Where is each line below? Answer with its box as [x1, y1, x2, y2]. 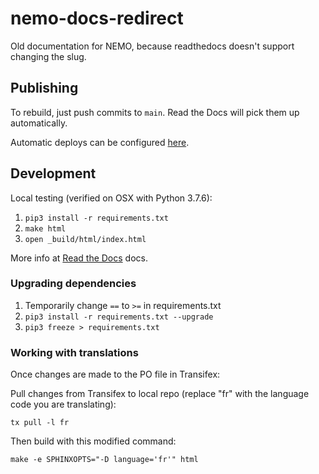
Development [10, 165, 97, 182]
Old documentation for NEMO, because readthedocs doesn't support [10, 40, 295, 52]
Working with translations [10, 345, 139, 359]
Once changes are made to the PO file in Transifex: [10, 368, 221, 381]
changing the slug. [10, 50, 87, 62]
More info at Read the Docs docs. [10, 252, 148, 264]
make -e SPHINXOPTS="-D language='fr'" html [10, 455, 199, 465]
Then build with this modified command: [10, 435, 177, 447]
